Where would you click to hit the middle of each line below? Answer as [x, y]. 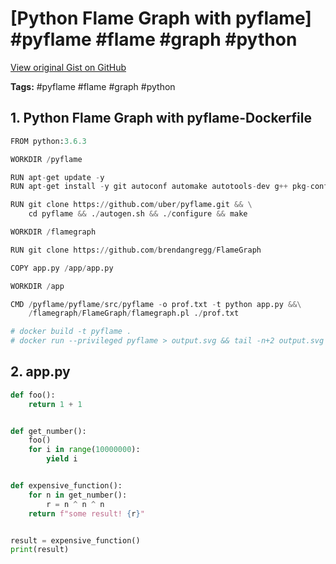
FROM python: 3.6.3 [48, 141]
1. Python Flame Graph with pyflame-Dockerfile [161, 118]
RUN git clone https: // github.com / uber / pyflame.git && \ [131, 205]
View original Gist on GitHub [68, 67]
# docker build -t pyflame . [71, 332]
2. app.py [40, 372]
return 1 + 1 [55, 404]
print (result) [40, 550]
